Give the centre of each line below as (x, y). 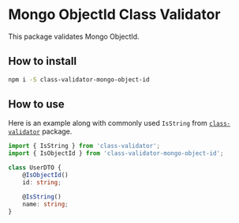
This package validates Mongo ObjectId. (74, 36)
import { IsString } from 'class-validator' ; (84, 146)
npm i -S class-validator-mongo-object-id (79, 79)
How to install (43, 61)
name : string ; (45, 204)
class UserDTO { (35, 168)
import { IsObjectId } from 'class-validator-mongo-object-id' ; (116, 153)
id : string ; (42, 182)
